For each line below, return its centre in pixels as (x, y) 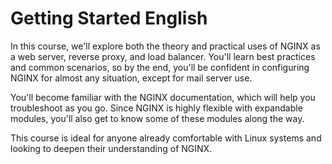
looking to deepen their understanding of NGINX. (111, 148)
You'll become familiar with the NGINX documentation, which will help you (163, 97)
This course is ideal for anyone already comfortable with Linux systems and (166, 138)
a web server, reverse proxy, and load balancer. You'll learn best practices (163, 56)
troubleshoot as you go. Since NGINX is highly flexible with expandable (156, 108)
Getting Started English (109, 18)
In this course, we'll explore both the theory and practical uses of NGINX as (165, 46)
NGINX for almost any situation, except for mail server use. (131, 78)
